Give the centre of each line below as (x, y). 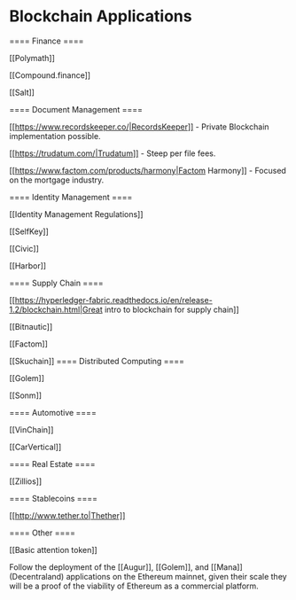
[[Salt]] (22, 92)
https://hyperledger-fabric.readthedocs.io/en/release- (113, 300)
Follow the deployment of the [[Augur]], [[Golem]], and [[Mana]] (126, 567)
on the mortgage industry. (57, 180)
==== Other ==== (42, 533)
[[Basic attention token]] (53, 549)
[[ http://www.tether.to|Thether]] (67, 515)
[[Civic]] (24, 248)
